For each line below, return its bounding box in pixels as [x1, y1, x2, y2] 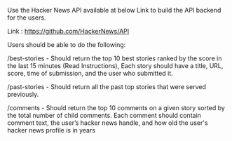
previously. [7, 90, 39, 98]
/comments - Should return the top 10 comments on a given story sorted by [7, 104, 226, 112]
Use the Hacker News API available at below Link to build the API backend [7, 6, 221, 14]
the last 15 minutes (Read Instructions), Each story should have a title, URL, [7, 62, 224, 69]
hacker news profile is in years [7, 126, 96, 134]
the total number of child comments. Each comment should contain [7, 112, 202, 119]
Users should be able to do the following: [7, 41, 126, 48]
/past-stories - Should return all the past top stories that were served [7, 83, 207, 90]
